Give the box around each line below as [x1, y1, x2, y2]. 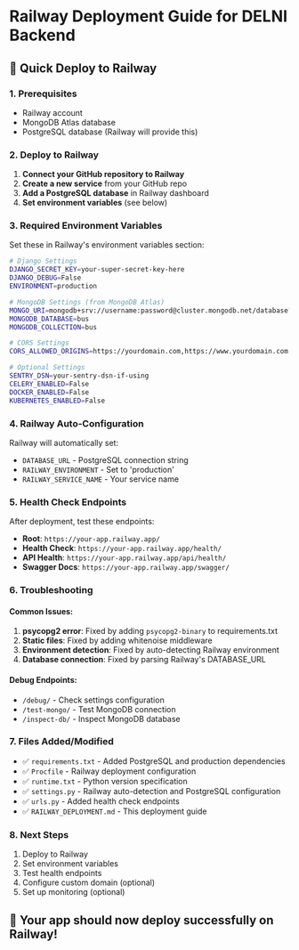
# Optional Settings [9, 363, 86, 372]
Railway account [21, 107, 83, 118]
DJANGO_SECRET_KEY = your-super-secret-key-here [9, 265, 185, 274]
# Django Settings [9, 256, 77, 266]
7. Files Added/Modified [9, 735, 114, 748]
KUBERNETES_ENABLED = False [9, 396, 105, 405]
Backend [9, 25, 76, 45]
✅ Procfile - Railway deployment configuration [21, 766, 197, 776]
